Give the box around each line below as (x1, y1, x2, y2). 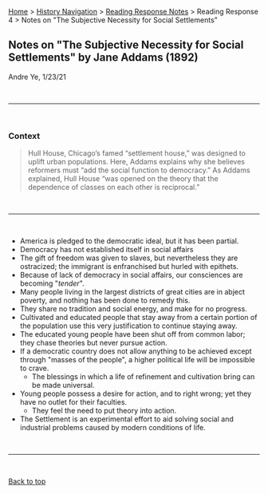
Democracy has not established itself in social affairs (19, 245, 194, 255)
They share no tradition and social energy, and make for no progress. (19, 304, 247, 314)
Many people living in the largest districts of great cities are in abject (19, 287, 246, 297)
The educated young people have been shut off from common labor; (19, 330, 246, 339)
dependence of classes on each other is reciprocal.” (27, 183, 200, 192)
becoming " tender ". (19, 279, 85, 288)
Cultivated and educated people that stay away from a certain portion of (19, 313, 258, 322)
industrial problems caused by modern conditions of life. (19, 423, 206, 433)
